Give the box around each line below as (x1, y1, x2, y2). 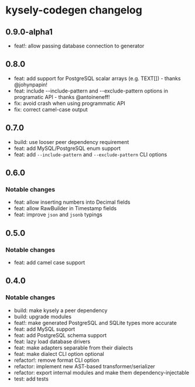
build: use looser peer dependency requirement (13, 138, 129, 145)
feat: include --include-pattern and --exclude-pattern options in (13, 87, 168, 94)
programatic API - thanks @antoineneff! (13, 93, 110, 100)
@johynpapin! (13, 81, 48, 88)
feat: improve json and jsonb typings (13, 211, 103, 218)
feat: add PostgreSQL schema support (13, 331, 107, 338)
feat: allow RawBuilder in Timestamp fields (13, 205, 117, 212)
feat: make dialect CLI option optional (13, 350, 105, 357)
